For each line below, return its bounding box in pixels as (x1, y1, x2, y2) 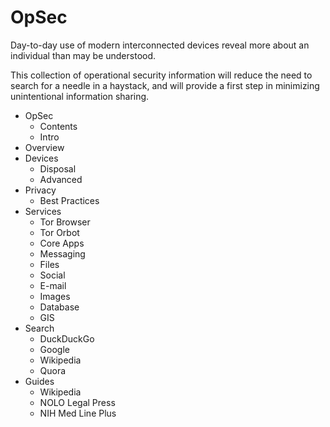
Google (39, 343, 70, 355)
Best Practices (39, 194, 100, 206)
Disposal (39, 162, 77, 175)
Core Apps (39, 237, 85, 249)
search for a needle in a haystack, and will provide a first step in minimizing (10, 79, 320, 91)
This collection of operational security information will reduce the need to (10, 69, 313, 81)
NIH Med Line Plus (39, 407, 117, 419)
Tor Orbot (39, 226, 80, 238)
